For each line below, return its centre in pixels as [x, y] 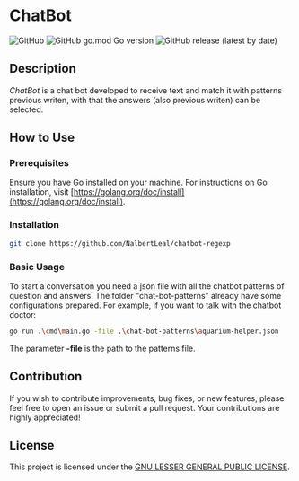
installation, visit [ [42, 192]
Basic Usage [37, 267]
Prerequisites [39, 163]
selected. [26, 109]
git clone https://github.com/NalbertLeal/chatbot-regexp [120, 243]
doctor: [23, 314]
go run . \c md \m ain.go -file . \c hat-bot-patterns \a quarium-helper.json [144, 331]
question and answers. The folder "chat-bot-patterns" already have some [145, 295]
